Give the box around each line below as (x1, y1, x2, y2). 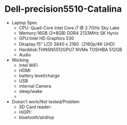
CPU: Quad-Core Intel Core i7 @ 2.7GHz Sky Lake (19, 25, 120, 30)
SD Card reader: (19, 104, 52, 110)
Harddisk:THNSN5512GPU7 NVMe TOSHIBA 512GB (19, 47, 123, 52)
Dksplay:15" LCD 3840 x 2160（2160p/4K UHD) (19, 41, 115, 47)
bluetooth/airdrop (19, 114, 54, 120)
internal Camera (19, 83, 52, 89)
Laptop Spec (11, 20, 38, 25)
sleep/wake (19, 88, 42, 94)
